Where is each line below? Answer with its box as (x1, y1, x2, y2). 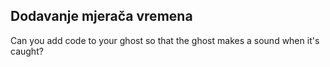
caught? (10, 45, 44, 57)
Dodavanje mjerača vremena (10, 8, 193, 25)
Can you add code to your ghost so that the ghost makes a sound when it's (10, 34, 320, 46)
